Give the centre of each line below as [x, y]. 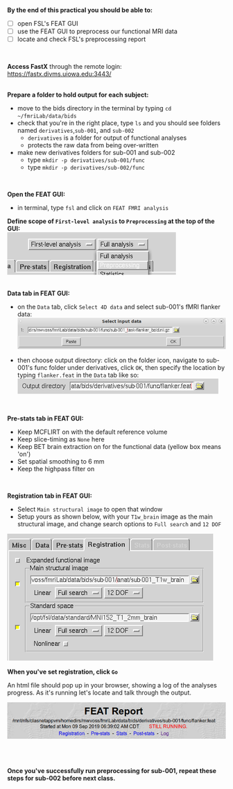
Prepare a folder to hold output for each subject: [78, 95]
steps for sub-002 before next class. [61, 778]
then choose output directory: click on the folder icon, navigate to [111, 360]
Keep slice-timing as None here [61, 439]
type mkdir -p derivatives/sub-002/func [86, 168]
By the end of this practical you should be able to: [80, 10]
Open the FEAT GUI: [36, 195]
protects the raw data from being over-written [93, 145]
